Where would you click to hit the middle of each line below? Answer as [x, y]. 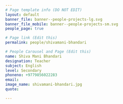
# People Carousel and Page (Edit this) [48, 51]
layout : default [22, 15]
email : [12, 80]
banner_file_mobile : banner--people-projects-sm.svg [62, 24]
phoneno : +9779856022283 [31, 75]
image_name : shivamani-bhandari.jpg [44, 85]
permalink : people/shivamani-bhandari [46, 43]
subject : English [23, 66]
